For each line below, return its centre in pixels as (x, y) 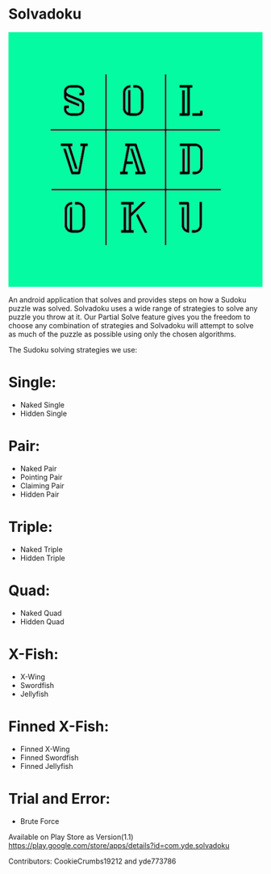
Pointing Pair (41, 477)
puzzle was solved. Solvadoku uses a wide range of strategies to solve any (133, 308)
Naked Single (42, 404)
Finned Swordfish (49, 758)
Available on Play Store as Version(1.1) (71, 837)
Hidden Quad (42, 621)
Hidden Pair (40, 494)
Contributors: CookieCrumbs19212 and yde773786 (92, 861)
